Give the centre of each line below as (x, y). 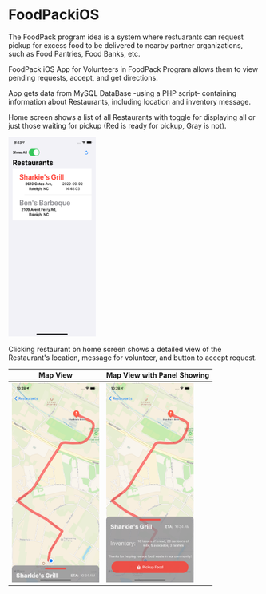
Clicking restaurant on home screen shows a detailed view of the (115, 349)
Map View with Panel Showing (158, 375)
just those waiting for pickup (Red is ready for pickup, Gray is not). (117, 125)
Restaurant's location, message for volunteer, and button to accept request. (133, 358)
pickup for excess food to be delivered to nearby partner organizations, (126, 45)
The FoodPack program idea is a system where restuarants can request (126, 37)
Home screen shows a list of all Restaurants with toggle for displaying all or (132, 117)
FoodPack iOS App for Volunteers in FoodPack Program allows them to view (133, 69)
